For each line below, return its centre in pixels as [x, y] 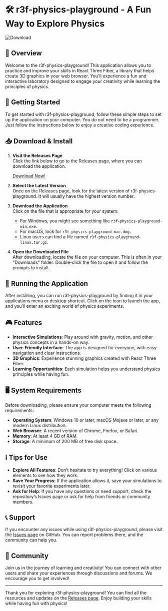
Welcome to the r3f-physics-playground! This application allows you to [78, 65]
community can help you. [31, 540]
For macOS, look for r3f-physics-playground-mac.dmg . [75, 232]
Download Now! [29, 176]
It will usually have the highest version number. [86, 196]
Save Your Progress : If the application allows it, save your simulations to [87, 481]
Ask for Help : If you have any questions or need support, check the [82, 491]
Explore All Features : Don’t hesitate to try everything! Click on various [85, 470]
